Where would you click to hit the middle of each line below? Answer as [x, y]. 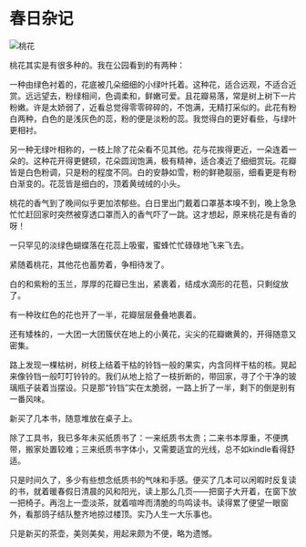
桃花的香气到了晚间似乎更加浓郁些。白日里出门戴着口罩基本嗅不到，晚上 [145, 202]
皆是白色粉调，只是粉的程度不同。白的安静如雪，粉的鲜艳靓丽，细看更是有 [149, 172]
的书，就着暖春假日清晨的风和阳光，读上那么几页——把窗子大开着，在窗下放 [153, 491]
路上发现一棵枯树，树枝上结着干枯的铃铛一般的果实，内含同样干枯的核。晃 [149, 365]
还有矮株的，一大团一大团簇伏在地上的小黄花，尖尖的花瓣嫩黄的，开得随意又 [153, 334]
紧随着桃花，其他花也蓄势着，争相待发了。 [89, 264]
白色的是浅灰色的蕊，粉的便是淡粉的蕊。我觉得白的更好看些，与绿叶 [168, 119]
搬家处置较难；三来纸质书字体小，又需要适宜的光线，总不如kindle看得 [156, 449]
